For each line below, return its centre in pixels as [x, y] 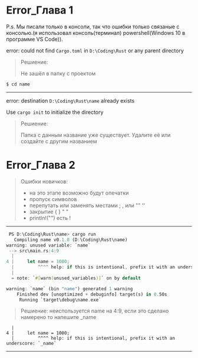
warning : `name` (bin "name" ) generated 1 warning [70, 289]
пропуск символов [53, 199]
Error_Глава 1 [40, 10]
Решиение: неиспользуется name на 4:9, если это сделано [95, 311]
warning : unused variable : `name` [49, 245]
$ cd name [18, 84]
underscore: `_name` [32, 344]
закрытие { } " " [49, 211]
